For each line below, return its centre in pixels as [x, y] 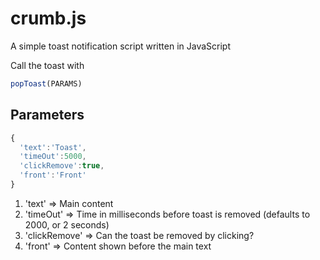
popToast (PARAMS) [46, 83]
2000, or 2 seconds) [67, 224]
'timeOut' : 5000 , [53, 157]
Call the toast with [47, 65]
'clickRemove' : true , [62, 166]
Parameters [47, 115]
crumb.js [48, 18]
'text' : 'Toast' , [53, 147]
